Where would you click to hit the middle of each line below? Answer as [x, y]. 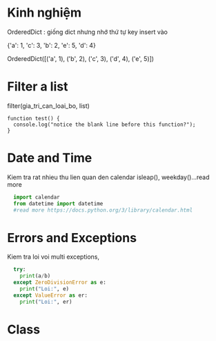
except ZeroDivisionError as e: [60, 283]
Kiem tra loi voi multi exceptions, [53, 257]
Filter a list [38, 87]
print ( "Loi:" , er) [46, 302]
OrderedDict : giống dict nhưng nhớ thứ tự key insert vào [87, 32]
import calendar [37, 197]
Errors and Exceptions [72, 238]
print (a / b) [35, 276]
